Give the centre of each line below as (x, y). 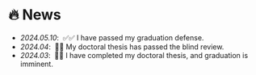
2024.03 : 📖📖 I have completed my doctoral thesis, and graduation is (134, 55)
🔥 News (35, 15)
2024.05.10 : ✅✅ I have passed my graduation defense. (112, 37)
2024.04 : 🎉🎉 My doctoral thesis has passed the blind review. (122, 47)
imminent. (37, 64)
